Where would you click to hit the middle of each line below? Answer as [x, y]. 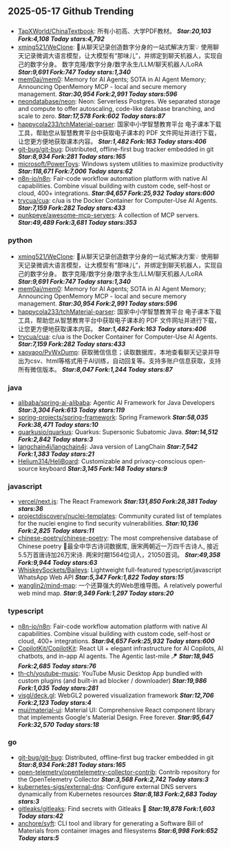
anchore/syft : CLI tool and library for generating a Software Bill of [111, 823]
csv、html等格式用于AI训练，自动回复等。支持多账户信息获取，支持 [125, 361]
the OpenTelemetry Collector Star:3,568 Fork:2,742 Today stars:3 [113, 779]
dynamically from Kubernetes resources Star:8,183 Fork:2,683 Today [117, 794]
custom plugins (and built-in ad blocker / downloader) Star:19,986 [112, 680]
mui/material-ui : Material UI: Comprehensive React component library [116, 710]
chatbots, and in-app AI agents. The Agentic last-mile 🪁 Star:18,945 [116, 656]
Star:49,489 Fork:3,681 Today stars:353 [77, 223]
